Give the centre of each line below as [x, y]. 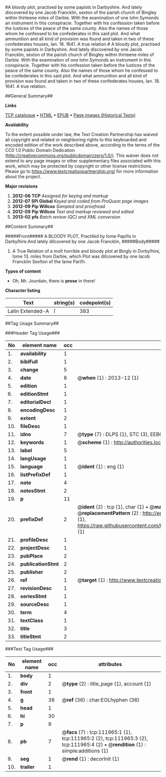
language [32, 466]
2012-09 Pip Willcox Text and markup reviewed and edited [73, 212]
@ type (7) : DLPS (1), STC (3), [113, 434]
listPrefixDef [36, 475]
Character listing [23, 290]
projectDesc [35, 548]
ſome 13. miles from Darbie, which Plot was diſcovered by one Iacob [81, 256]
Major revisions [21, 186]
